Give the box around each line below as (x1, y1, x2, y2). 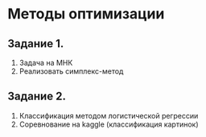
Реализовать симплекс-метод (19, 66, 124, 76)
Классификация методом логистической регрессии (19, 111, 199, 120)
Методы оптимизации (7, 5, 165, 23)
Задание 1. (7, 37, 64, 50)
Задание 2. (7, 90, 66, 103)
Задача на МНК (19, 58, 73, 67)
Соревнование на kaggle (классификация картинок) (19, 119, 199, 129)
